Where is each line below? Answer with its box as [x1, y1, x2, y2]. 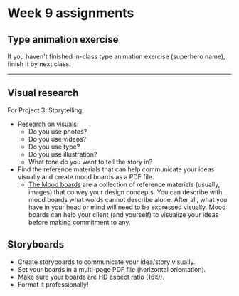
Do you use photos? [28, 127, 87, 136]
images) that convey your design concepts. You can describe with [28, 187, 223, 196]
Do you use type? [28, 142, 80, 151]
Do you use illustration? [28, 149, 97, 158]
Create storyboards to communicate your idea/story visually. [17, 258, 196, 266]
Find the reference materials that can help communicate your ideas [17, 165, 215, 174]
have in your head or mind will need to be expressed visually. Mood [28, 203, 226, 211]
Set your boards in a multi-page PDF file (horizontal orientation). [17, 265, 206, 273]
